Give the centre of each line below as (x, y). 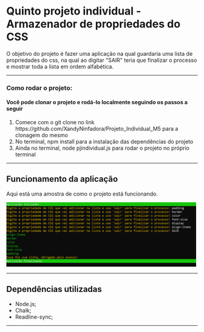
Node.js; (25, 304)
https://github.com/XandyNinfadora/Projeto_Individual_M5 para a (97, 129)
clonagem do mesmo (42, 135)
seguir (15, 109)
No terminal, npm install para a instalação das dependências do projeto (104, 142)
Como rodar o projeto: (39, 88)
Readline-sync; (34, 317)
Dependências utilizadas (54, 289)
